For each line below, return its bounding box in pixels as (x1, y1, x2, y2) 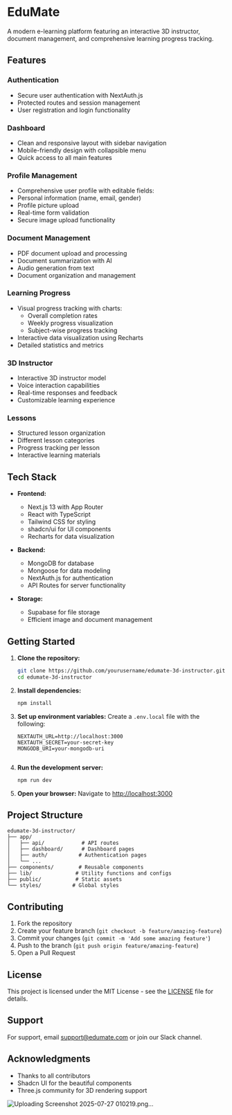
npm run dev (17, 776, 52, 783)
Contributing (7, 901, 64, 913)
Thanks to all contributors (17, 1071, 91, 1080)
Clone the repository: (17, 654, 80, 662)
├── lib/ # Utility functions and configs (7, 870, 172, 877)
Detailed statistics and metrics (17, 341, 104, 349)
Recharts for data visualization (27, 533, 115, 541)
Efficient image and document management (27, 616, 153, 624)
